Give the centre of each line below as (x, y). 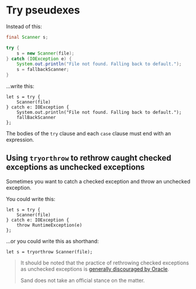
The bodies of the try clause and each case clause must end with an (89, 134)
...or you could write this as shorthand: (53, 241)
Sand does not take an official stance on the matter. (82, 280)
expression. (20, 140)
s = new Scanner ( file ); (46, 53)
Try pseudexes (43, 10)
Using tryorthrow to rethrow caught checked (89, 158)
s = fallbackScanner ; (43, 70)
